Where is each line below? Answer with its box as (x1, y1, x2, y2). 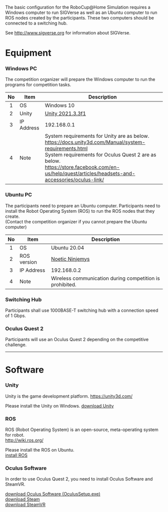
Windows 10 (44, 102, 75, 109)
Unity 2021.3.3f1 (44, 110, 86, 117)
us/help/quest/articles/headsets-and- (44, 170, 135, 177)
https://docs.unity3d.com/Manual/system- (44, 139, 146, 146)
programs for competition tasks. (5, 82, 71, 88)
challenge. (5, 342, 27, 348)
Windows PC (5, 65, 37, 72)
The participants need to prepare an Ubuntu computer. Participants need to (5, 202, 160, 209)
